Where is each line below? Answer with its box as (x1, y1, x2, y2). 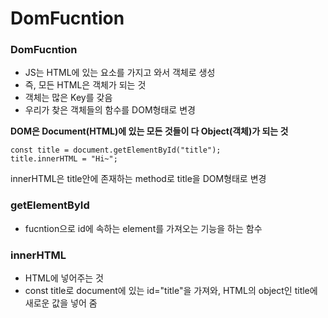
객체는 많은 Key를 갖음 (24, 92, 113, 104)
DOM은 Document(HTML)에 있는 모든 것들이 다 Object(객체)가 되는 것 (10, 125, 289, 137)
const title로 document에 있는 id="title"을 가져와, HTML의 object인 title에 (24, 285, 318, 297)
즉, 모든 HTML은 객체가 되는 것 (24, 79, 147, 91)
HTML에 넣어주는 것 (24, 272, 104, 284)
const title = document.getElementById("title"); (10, 145, 222, 156)
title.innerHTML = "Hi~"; (10, 154, 118, 164)
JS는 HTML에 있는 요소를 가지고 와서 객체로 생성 (24, 67, 216, 79)
